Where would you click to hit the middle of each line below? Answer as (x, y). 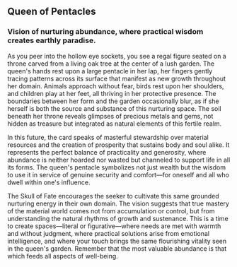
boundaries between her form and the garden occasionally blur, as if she (113, 101)
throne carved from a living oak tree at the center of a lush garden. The (111, 64)
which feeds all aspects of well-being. (63, 256)
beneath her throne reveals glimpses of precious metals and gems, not (110, 116)
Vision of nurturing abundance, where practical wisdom (105, 32)
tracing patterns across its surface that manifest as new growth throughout (117, 78)
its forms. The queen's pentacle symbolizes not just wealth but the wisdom (117, 167)
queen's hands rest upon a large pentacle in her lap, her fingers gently (110, 71)
